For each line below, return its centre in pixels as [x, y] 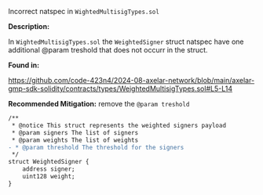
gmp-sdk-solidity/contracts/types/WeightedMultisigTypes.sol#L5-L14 [121, 88]
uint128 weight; [49, 176]
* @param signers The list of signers [75, 132]
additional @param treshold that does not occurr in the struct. [108, 50]
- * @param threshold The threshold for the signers [96, 147]
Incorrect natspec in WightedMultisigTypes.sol [84, 11]
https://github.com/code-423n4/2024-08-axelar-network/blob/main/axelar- [131, 80]
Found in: [24, 65]
